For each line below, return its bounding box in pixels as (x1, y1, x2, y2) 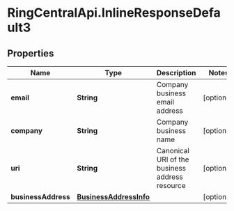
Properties (7, 47, 54, 59)
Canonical (156, 146, 190, 155)
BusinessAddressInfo (77, 192, 150, 201)
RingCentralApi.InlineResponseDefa (7, 5, 221, 21)
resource (156, 181, 186, 190)
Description (156, 68, 196, 77)
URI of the (156, 155, 189, 164)
